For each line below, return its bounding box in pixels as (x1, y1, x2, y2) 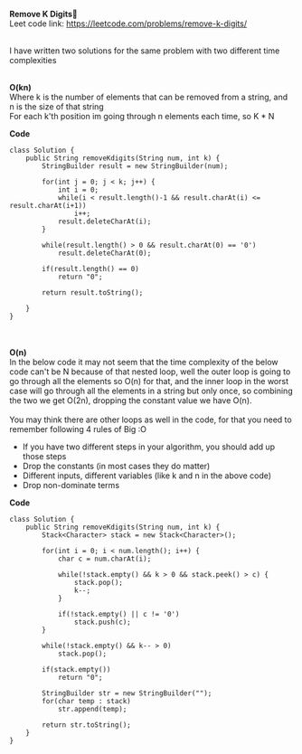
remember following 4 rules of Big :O (9, 424, 147, 434)
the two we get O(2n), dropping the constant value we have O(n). (9, 395, 252, 406)
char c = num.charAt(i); (57, 554, 152, 563)
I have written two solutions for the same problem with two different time (9, 45, 280, 56)
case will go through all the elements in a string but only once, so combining (9, 385, 293, 396)
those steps (22, 451, 67, 461)
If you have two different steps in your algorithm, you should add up (22, 441, 276, 452)
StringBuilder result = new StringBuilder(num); (42, 162, 229, 171)
